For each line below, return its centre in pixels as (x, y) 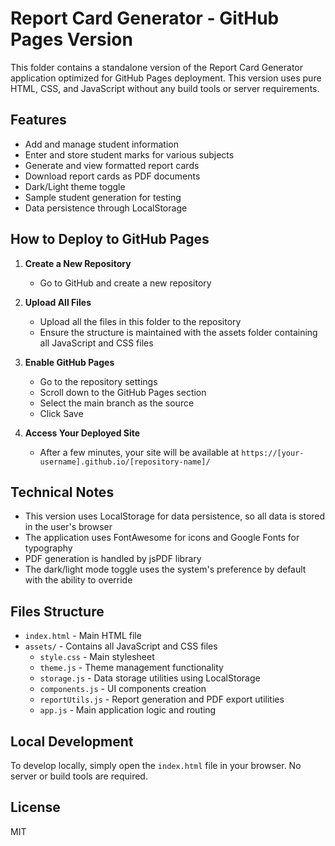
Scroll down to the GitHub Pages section (123, 392)
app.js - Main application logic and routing (128, 710)
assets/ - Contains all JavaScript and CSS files (121, 646)
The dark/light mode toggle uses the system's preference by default (165, 569)
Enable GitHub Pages (69, 362)
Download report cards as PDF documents (112, 176)
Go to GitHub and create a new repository (125, 283)
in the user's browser (68, 527)
